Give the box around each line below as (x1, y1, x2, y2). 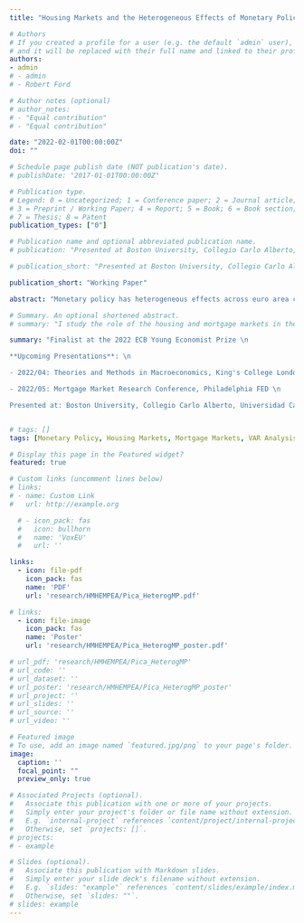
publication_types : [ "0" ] (9, 221, 107, 231)
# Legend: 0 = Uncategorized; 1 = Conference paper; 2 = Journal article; (9, 195, 298, 204)
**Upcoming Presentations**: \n (9, 352, 131, 362)
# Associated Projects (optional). (9, 791, 144, 800)
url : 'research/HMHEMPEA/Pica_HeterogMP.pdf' (25, 591, 201, 600)
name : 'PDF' (25, 582, 71, 592)
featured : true (9, 458, 67, 467)
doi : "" (9, 146, 39, 155)
